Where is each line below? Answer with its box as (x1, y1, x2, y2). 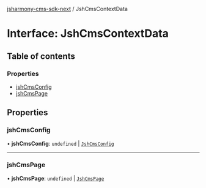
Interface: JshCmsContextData (7, 27, 169, 40)
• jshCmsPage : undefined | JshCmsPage (7, 175, 105, 182)
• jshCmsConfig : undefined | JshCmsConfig (7, 140, 114, 147)
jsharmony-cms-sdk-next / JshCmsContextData (7, 6, 128, 12)
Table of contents (7, 51, 75, 61)
